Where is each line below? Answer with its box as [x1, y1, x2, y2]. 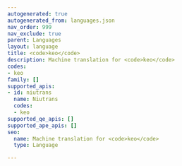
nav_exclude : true [7, 30, 61, 37]
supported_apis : [7, 83, 55, 90]
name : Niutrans [13, 96, 59, 103]
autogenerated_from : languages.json [7, 17, 115, 24]
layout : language [7, 43, 59, 50]
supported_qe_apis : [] [7, 115, 74, 122]
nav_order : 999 [7, 23, 52, 30]
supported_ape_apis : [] [7, 121, 78, 129]
